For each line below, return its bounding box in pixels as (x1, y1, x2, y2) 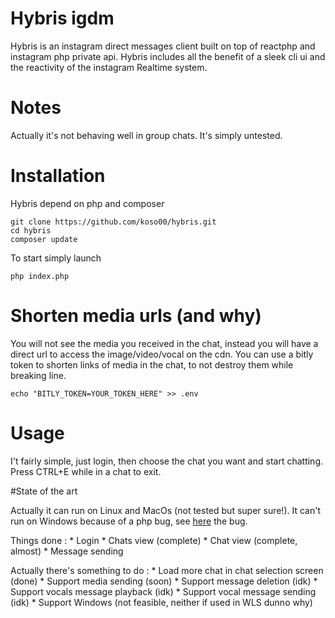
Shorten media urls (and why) (10, 305, 262, 327)
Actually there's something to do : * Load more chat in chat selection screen (10, 564, 324, 576)
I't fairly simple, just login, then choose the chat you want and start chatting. (10, 455, 324, 467)
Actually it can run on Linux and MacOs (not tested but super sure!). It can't (10, 504, 322, 516)
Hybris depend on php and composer (10, 197, 165, 209)
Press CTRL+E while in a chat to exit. (10, 465, 162, 477)
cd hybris (10, 225, 52, 236)
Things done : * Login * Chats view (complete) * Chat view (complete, (10, 534, 298, 546)
